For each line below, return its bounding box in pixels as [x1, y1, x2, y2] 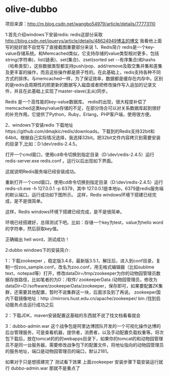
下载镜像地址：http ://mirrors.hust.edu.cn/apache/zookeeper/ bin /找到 [9, 295, 156, 301]
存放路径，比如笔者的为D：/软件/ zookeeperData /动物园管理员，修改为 [9, 276, 157, 283]
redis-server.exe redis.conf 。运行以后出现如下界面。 [5, 157, 116, 164]
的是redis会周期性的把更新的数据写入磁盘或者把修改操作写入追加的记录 [5, 81, 152, 87]
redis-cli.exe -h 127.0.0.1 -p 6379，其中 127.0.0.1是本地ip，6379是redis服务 [5, 185, 159, 192]
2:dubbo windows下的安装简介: [5, 247, 70, 253]
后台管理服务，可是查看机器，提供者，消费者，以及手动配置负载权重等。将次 [5, 329, 164, 335]
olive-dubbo [5, 4, 58, 15]
